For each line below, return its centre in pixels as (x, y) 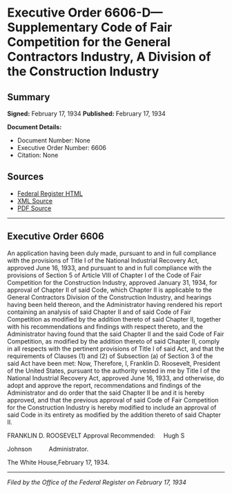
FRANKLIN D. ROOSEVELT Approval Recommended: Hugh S (96, 435)
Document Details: (35, 127)
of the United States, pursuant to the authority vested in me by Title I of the (114, 371)
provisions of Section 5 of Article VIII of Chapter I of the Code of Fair (104, 275)
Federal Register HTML (50, 193)
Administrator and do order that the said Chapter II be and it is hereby (106, 393)
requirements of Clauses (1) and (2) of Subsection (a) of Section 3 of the (110, 356)
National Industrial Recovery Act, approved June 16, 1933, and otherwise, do (116, 378)
